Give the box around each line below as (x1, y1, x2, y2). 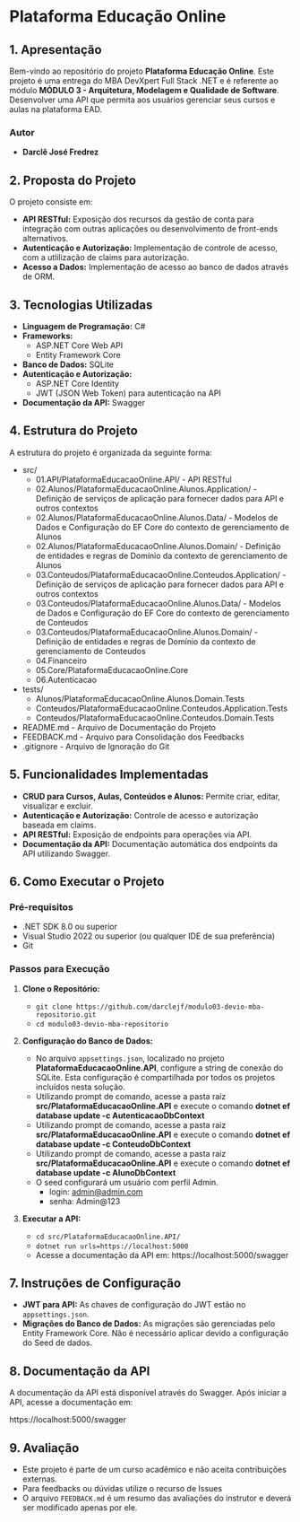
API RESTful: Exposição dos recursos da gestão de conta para (21, 214, 254, 225)
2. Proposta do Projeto (9, 172, 137, 188)
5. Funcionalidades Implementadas (9, 767, 209, 783)
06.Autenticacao (35, 674, 97, 685)
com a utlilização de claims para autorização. (21, 252, 190, 263)
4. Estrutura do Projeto (9, 424, 139, 439)
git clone (35, 1002, 73, 1011)
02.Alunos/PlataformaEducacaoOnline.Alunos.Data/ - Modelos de (35, 512, 279, 522)
